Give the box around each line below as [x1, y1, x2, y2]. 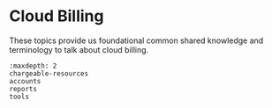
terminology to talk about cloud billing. [9, 44, 149, 54]
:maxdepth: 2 [9, 61, 57, 70]
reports [9, 84, 38, 93]
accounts [9, 76, 42, 85]
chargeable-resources [9, 68, 89, 78]
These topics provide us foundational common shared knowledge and [9, 35, 264, 46]
